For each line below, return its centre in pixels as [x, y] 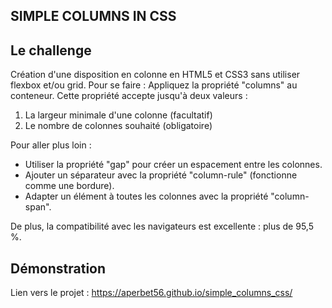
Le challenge [51, 50]
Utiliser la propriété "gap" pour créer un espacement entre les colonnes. [173, 165]
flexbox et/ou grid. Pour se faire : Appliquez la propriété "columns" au [154, 85]
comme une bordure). [69, 186]
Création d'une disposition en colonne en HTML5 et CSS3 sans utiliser [155, 75]
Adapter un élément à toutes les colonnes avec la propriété [146, 196]
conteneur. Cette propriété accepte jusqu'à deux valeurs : [129, 96]
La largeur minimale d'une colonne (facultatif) [118, 115]
